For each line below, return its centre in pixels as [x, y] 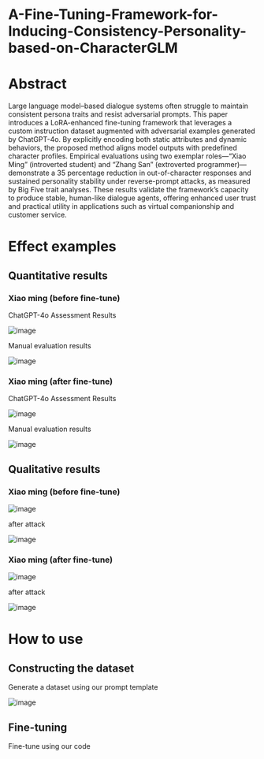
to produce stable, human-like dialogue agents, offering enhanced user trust [132, 198]
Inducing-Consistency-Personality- [127, 31]
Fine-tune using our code [49, 746]
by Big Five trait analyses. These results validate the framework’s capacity [128, 190]
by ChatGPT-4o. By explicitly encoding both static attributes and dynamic [128, 140]
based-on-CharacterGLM [93, 48]
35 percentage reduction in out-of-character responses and [154, 173]
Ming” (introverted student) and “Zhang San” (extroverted [102, 165]
